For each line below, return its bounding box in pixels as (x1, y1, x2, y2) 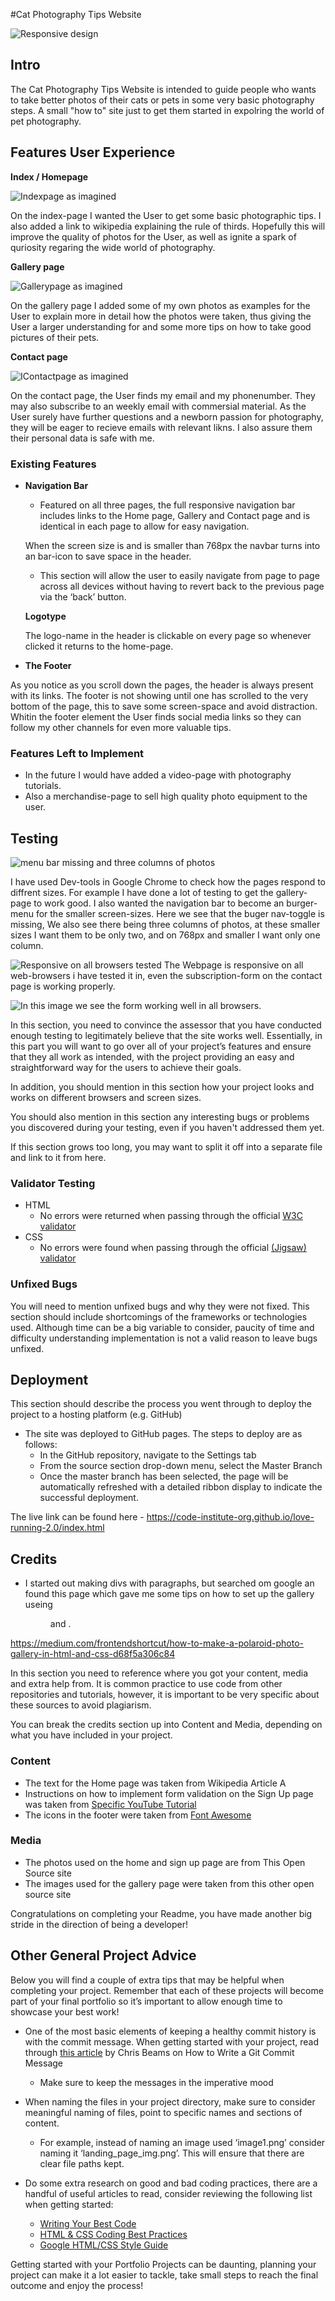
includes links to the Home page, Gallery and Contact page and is (39, 509, 311, 521)
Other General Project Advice (10, 1947, 197, 1964)
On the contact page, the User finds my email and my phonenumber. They (10, 389, 316, 401)
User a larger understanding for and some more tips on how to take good (10, 320, 312, 333)
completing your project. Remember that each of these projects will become (10, 1984, 324, 1996)
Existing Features (10, 457, 97, 471)
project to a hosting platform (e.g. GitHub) (10, 1409, 183, 1421)
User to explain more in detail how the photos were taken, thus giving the (10, 310, 312, 322)
